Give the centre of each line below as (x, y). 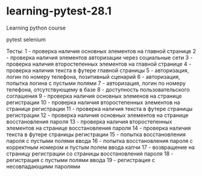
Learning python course (36, 28)
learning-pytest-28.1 (59, 11)
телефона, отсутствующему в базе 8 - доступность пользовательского (98, 89)
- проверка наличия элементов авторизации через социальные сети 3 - (99, 57)
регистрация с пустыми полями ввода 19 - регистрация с (81, 160)
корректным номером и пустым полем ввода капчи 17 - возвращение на (100, 147)
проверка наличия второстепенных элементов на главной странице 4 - (99, 64)
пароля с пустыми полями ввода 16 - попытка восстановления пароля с (99, 140)
